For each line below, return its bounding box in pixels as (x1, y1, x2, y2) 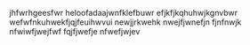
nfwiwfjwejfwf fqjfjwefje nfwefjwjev (9, 26, 141, 36)
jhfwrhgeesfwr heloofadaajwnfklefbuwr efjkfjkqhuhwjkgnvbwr (9, 8, 238, 18)
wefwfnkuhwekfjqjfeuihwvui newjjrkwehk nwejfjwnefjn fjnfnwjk (9, 17, 242, 27)
